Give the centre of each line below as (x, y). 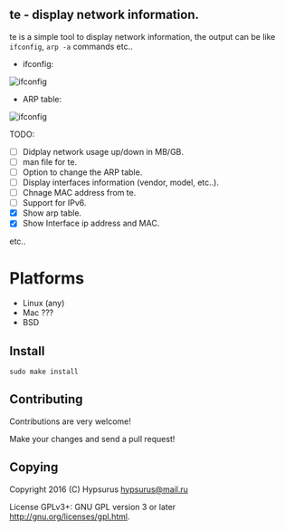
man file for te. (50, 161)
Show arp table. (52, 213)
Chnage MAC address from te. (79, 193)
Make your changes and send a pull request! (92, 439)
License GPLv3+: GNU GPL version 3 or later (93, 507)
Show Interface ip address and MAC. (91, 223)
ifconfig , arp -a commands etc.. (71, 46)
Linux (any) (43, 304)
